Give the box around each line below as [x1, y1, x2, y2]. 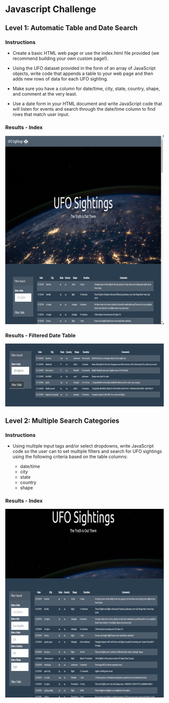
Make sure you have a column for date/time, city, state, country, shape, [12, 85, 160, 92]
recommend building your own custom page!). [12, 55, 109, 61]
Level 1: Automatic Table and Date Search [5, 24, 138, 32]
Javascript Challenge [5, 4, 97, 15]
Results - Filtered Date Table [5, 332, 76, 339]
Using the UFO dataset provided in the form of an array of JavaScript [12, 65, 156, 71]
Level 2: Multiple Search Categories [5, 416, 120, 425]
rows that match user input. [12, 111, 69, 117]
